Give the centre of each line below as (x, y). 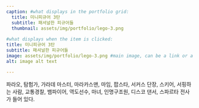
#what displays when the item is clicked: (60, 39)
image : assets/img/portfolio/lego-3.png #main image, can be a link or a (100, 56)
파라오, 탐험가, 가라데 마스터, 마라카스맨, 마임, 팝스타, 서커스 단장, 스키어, (91, 84)
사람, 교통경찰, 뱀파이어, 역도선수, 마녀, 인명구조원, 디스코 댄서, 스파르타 (95, 91)
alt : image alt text (32, 61)
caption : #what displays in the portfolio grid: (68, 12)
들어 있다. (24, 99)
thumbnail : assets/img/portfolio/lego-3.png (68, 28)
